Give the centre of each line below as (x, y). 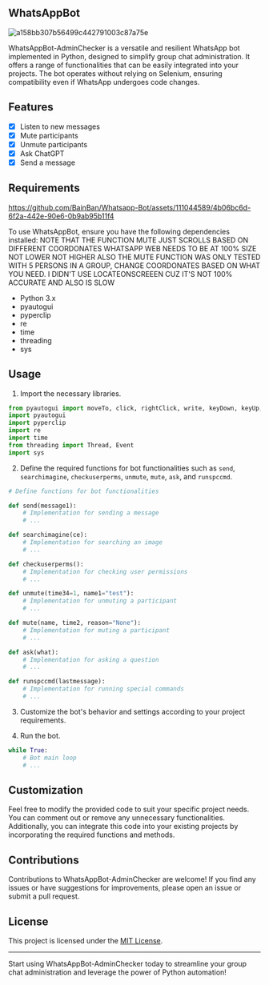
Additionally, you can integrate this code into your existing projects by (123, 827)
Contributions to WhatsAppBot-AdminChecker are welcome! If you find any (132, 879)
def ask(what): (34, 652)
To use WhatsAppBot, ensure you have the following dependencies (119, 231)
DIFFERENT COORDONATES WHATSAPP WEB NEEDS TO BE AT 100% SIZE (132, 248)
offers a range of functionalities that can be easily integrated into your (123, 65)
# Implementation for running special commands (103, 689)
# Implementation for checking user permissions (105, 571)
